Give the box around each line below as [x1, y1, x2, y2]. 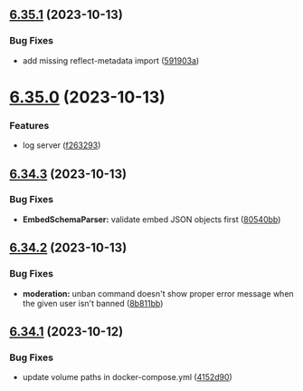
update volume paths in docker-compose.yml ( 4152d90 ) [22, 372, 232, 383]
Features [9, 119, 50, 132]
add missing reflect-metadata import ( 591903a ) [22, 54, 200, 66]
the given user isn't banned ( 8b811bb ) [22, 298, 164, 308]
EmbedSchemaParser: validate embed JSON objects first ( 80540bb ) [22, 213, 281, 225]
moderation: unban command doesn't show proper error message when [22, 288, 294, 298]
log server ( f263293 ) [22, 140, 101, 151]
